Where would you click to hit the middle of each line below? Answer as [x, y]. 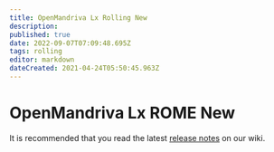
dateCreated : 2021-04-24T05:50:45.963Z [85, 69]
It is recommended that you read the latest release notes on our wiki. [137, 138]
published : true [40, 34]
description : [34, 26]
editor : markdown [42, 60]
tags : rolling [36, 52]
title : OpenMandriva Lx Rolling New [78, 18]
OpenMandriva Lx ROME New [123, 113]
